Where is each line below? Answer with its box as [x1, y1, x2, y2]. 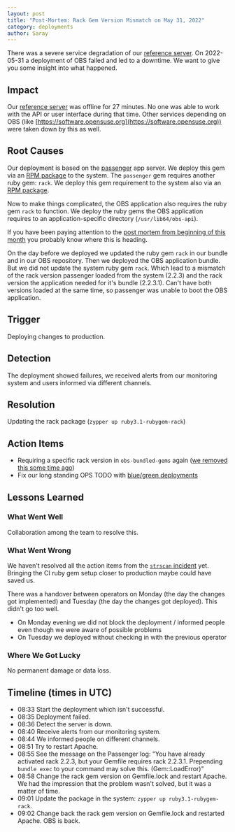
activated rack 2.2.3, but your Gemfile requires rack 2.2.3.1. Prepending [17, 757, 223, 766]
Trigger [7, 314, 41, 326]
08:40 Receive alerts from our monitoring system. [17, 728, 162, 736]
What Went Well [7, 512, 64, 522]
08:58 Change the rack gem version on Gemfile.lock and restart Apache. [17, 772, 227, 780]
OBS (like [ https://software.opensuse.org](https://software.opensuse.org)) [7, 117, 222, 126]
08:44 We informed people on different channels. [17, 735, 160, 743]
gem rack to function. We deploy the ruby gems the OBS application [7, 207, 204, 215]
